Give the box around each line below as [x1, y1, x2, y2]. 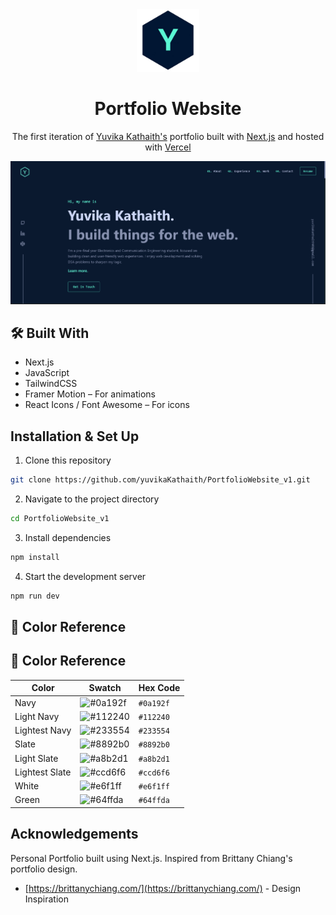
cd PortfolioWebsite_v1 [10, 514, 110, 524]
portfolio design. [10, 863, 78, 875]
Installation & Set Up [10, 428, 140, 445]
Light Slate [14, 752, 59, 764]
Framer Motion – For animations [24, 388, 156, 400]
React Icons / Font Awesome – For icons [24, 399, 190, 411]
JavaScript [24, 367, 70, 379]
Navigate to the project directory [24, 493, 160, 505]
